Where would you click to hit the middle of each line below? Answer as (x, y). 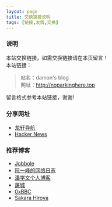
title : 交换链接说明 (28, 17)
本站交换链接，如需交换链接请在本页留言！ (57, 58)
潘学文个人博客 (32, 178)
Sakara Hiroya (31, 198)
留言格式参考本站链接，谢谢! (40, 97)
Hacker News (31, 134)
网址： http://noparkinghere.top (57, 85)
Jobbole (24, 164)
